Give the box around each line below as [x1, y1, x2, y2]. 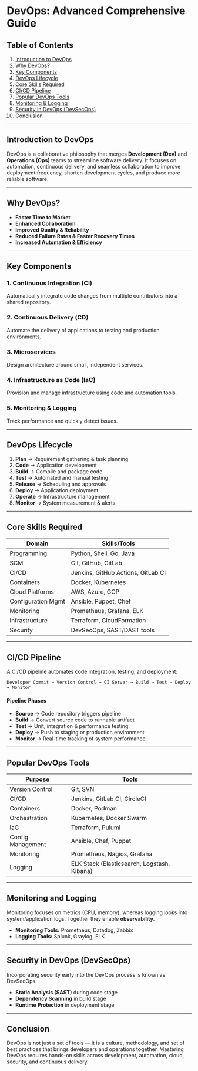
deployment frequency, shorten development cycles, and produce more [6, 169, 181, 176]
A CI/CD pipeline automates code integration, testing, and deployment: [6, 668, 178, 675]
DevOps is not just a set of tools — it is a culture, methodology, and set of [6, 1039, 185, 1047]
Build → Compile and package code [15, 468, 103, 475]
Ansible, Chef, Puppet [71, 836, 132, 845]
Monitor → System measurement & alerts [15, 499, 116, 506]
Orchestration [9, 813, 48, 822]
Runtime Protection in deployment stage [15, 1001, 115, 1009]
